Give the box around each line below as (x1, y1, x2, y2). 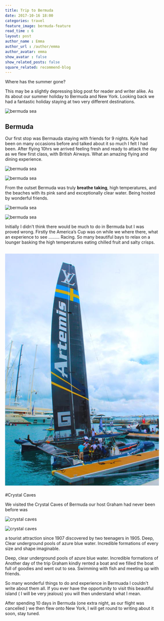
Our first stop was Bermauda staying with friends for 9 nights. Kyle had (5, 135, 148, 142)
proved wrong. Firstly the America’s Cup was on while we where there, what (5, 229, 158, 235)
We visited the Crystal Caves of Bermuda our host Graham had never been (5, 501, 155, 507)
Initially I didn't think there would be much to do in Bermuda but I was (5, 224, 144, 230)
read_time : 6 (5, 28, 34, 34)
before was (5, 507, 28, 513)
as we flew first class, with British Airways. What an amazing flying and (5, 151, 148, 157)
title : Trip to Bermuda (5, 8, 54, 13)
